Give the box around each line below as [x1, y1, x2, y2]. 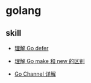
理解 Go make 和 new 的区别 [14, 58, 85, 64]
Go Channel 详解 [14, 70, 56, 78]
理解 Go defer [14, 45, 49, 51]
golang [5, 4, 42, 18]
